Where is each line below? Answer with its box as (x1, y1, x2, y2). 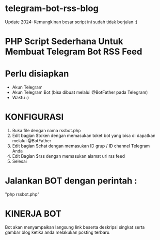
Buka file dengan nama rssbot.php (12, 128, 81, 133)
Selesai (12, 158, 27, 164)
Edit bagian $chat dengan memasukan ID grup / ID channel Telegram (12, 143, 150, 149)
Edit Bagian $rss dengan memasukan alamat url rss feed (12, 153, 125, 159)
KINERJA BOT (5, 209, 62, 219)
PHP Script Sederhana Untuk (5, 36, 124, 47)
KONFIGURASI (5, 112, 64, 122)
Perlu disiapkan (5, 68, 69, 79)
